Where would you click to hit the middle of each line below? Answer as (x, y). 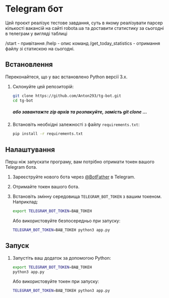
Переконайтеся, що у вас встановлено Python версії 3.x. (66, 77)
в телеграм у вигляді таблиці (36, 33)
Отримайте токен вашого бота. (46, 187)
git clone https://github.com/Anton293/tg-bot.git (67, 96)
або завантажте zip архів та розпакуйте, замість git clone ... (80, 112)
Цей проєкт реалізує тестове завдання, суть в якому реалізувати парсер (84, 23)
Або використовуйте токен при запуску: (56, 281)
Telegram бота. (21, 167)
